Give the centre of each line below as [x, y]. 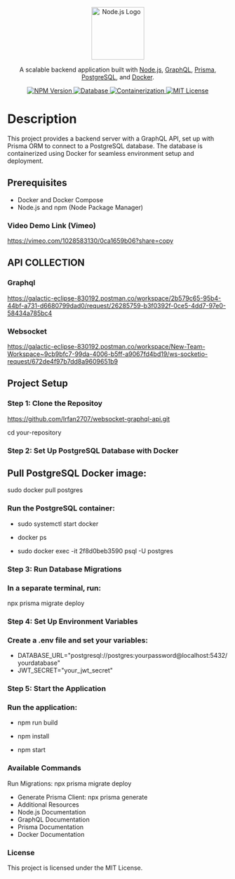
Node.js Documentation [52, 812]
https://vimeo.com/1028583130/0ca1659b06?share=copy [90, 241]
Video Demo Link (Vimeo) [52, 225]
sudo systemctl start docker [58, 524]
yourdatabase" [39, 663]
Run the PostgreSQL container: [61, 508]
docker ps [32, 537]
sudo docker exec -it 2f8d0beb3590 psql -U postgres [95, 550]
